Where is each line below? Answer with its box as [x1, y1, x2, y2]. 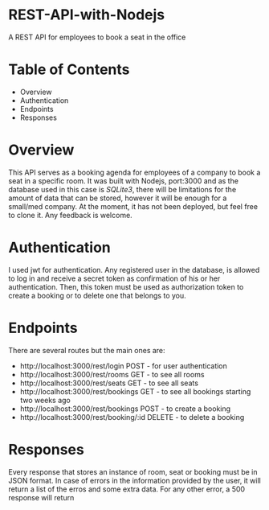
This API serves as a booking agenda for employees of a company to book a [8, 167, 261, 177]
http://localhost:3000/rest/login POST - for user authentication [19, 360, 227, 371]
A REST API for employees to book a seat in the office [8, 32, 186, 42]
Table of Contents [8, 60, 130, 79]
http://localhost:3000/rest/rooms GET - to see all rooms [19, 369, 205, 379]
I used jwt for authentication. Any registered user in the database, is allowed [8, 265, 260, 274]
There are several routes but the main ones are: [8, 345, 166, 355]
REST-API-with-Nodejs [8, 6, 165, 24]
